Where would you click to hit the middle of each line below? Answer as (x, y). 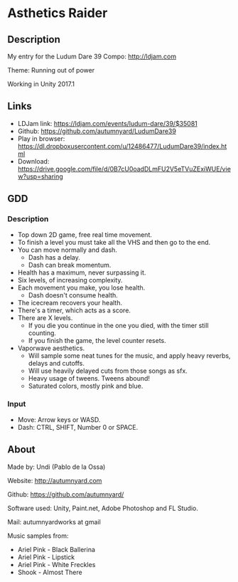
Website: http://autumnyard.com (55, 480)
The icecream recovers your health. (70, 302)
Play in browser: (41, 138)
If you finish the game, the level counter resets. (97, 340)
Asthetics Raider (58, 13)
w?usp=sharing (40, 176)
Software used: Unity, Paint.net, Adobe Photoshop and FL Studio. (103, 508)
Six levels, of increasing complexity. (70, 280)
